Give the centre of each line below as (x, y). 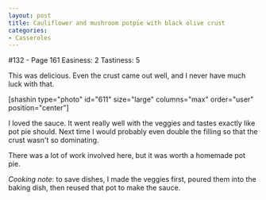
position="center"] (39, 108)
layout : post (30, 15)
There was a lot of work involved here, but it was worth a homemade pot (127, 156)
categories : (28, 30)
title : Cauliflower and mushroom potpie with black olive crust (117, 23)
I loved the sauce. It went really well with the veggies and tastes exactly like (132, 123)
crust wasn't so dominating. (54, 140)
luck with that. (31, 84)
